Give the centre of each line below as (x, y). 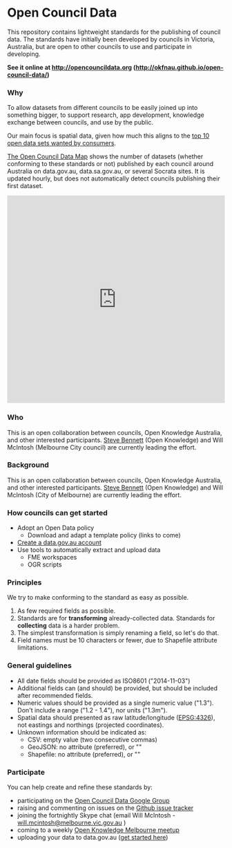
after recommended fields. (55, 695)
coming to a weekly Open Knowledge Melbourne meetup (98, 830)
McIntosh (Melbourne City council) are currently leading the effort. (102, 447)
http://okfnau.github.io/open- (180, 67)
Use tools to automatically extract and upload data (89, 550)
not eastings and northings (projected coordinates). (90, 725)
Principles (25, 582)
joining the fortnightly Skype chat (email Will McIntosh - (96, 815)
